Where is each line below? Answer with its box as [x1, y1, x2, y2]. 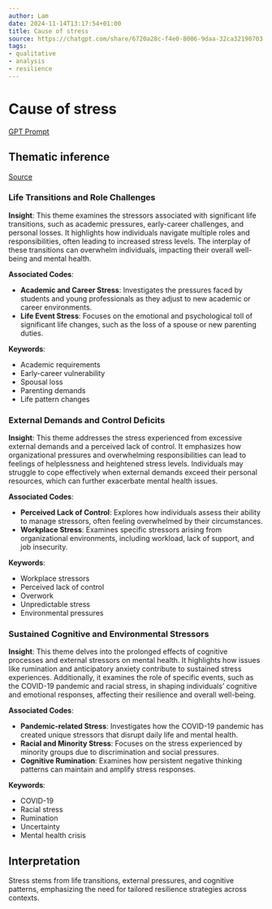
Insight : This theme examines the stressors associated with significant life [8, 210, 257, 220]
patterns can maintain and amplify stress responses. [19, 764, 196, 774]
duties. [19, 328, 44, 338]
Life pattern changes [19, 394, 90, 404]
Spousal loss [19, 377, 63, 387]
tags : [8, 42, 27, 50]
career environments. [19, 302, 93, 312]
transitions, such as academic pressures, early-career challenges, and [8, 219, 244, 228]
